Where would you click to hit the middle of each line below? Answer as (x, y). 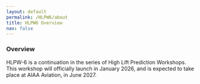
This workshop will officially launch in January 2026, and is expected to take (100, 69)
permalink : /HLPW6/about (37, 17)
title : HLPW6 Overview (34, 23)
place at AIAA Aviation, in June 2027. (51, 74)
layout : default (26, 12)
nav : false (20, 28)
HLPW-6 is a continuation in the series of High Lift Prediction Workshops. (96, 62)
